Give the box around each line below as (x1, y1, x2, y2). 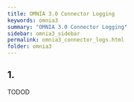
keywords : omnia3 (7, 17, 59, 24)
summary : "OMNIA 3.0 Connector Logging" (7, 23, 128, 30)
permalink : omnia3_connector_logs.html (7, 37, 125, 44)
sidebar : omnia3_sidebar (7, 30, 80, 37)
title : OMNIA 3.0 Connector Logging (7, 10, 115, 18)
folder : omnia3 (7, 43, 52, 50)
